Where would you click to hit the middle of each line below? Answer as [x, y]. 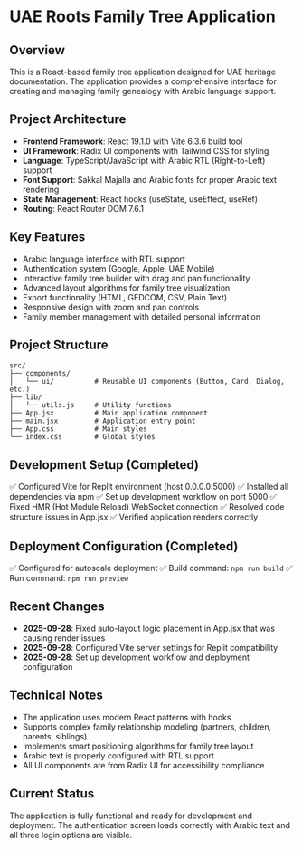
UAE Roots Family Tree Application [142, 17]
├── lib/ [26, 397]
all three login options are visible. [71, 835]
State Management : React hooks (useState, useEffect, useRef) [140, 199]
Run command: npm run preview [69, 578]
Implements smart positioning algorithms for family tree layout [138, 746]
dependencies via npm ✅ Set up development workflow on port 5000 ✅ [143, 497]
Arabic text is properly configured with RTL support [118, 755]
